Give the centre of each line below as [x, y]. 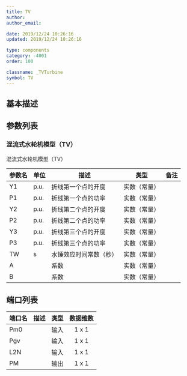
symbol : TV [20, 78]
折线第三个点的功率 [79, 243]
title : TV [19, 12]
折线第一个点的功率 [79, 198]
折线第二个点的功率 [79, 220]
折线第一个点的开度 [79, 187]
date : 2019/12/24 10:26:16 [40, 34]
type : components [28, 50]
